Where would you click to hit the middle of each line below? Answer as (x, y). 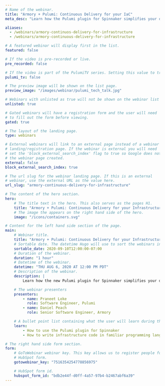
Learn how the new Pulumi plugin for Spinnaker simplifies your (90, 281)
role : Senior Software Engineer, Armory (69, 313)
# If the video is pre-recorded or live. (48, 59)
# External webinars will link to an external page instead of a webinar (82, 145)
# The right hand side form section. (44, 344)
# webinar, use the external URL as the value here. (60, 181)
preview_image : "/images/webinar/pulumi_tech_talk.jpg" (63, 91)
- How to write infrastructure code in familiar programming (87, 335)
